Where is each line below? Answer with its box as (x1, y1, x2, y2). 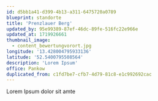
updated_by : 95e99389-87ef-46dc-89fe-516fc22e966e (6, 26, 138, 32)
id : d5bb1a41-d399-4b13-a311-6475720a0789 (6, 9, 116, 15)
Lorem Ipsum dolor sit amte (6, 88, 75, 95)
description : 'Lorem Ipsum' (6, 60, 78, 66)
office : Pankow (6, 65, 45, 72)
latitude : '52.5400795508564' (6, 54, 84, 60)
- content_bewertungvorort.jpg (12, 43, 92, 49)
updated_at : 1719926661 (6, 32, 67, 38)
